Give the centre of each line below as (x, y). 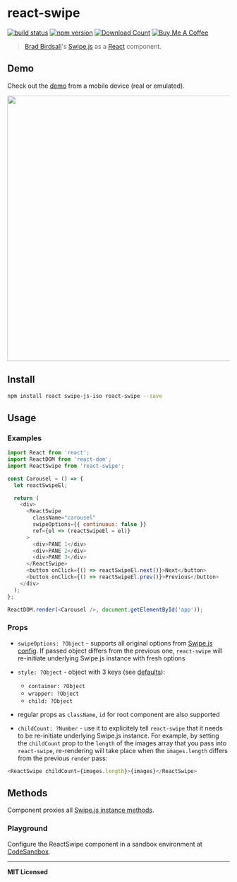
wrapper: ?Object (54, 694)
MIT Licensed (28, 871)
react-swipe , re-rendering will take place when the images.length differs (122, 750)
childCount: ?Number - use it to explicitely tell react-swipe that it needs (120, 728)
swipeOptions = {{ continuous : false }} (90, 525)
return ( (26, 498)
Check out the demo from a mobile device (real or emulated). (96, 86)
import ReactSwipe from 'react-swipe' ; (66, 466)
